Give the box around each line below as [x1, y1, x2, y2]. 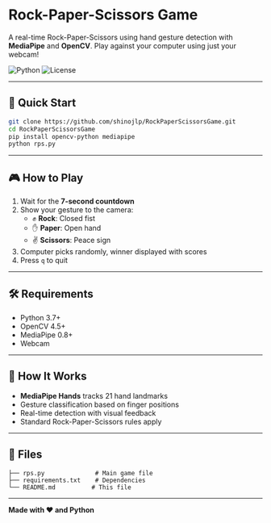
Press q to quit [19, 256, 69, 266]
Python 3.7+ [19, 312, 61, 322]
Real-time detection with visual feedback [19, 408, 156, 417]
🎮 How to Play [8, 171, 84, 185]
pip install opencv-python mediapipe [8, 132, 135, 140]
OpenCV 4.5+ [19, 321, 66, 331]
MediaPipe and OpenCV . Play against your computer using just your [8, 40, 236, 50]
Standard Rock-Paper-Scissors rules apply [19, 416, 162, 426]
